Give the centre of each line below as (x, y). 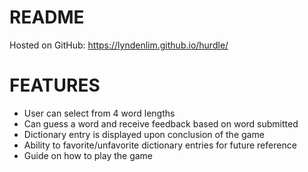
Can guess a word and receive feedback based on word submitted (161, 123)
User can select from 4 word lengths (99, 113)
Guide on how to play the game (88, 155)
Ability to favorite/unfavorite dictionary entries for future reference (160, 145)
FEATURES (55, 85)
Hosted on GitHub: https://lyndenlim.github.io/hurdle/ (119, 45)
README (47, 17)
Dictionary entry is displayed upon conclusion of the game (144, 134)
